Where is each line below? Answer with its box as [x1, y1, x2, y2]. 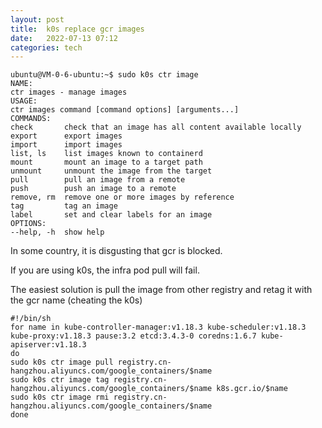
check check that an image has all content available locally [10, 122, 302, 133]
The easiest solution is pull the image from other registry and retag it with [10, 284, 313, 296]
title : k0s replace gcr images [10, 24, 145, 34]
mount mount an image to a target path [10, 157, 203, 168]
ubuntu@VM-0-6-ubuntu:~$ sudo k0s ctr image [10, 70, 199, 80]
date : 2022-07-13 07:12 [10, 33, 118, 43]
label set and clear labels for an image [10, 210, 213, 220]
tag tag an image [10, 201, 118, 211]
